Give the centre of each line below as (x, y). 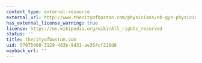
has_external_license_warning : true (52, 23)
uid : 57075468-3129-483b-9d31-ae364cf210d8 (62, 46)
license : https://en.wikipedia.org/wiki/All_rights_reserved (84, 28)
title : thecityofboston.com (41, 40)
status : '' (20, 34)
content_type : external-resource (48, 12)
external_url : (24, 17)
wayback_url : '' (26, 51)
